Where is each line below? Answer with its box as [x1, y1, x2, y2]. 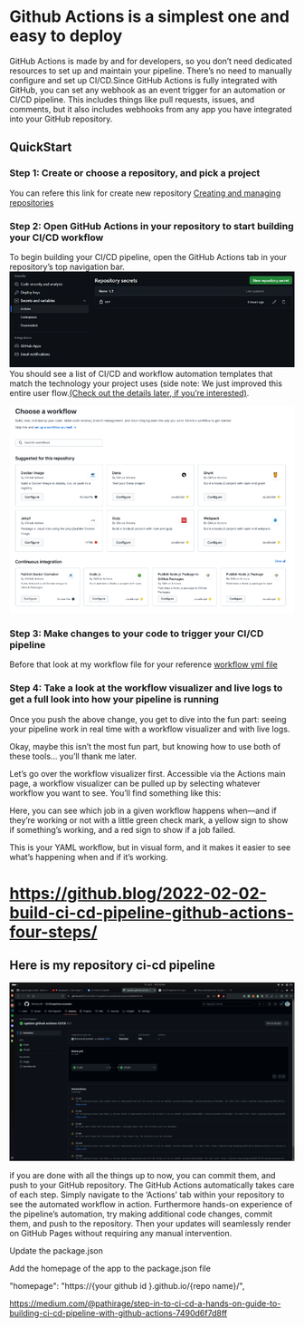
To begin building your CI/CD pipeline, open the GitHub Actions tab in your [9, 251, 287, 262]
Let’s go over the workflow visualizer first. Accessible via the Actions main [9, 768, 287, 779]
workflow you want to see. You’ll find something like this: [9, 787, 222, 799]
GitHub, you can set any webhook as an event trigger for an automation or [9, 84, 286, 95]
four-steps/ [9, 922, 98, 942]
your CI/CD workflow [9, 231, 104, 244]
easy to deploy [9, 25, 123, 46]
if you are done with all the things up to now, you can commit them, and [9, 1169, 276, 1180]
